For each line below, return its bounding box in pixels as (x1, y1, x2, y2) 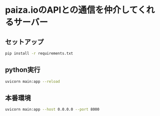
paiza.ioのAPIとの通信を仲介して (5, 4, 138, 16)
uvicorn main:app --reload (5, 79, 60, 84)
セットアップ (5, 38, 44, 46)
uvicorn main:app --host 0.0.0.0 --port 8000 (5, 107, 99, 112)
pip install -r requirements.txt (5, 51, 73, 56)
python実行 (5, 66, 41, 74)
